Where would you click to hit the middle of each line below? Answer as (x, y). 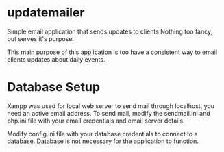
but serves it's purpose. (40, 38)
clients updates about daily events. (56, 59)
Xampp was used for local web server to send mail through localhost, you (111, 106)
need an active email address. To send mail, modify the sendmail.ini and (109, 113)
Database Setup (54, 87)
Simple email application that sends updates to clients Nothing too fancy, (110, 31)
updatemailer (46, 13)
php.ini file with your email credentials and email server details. (96, 121)
